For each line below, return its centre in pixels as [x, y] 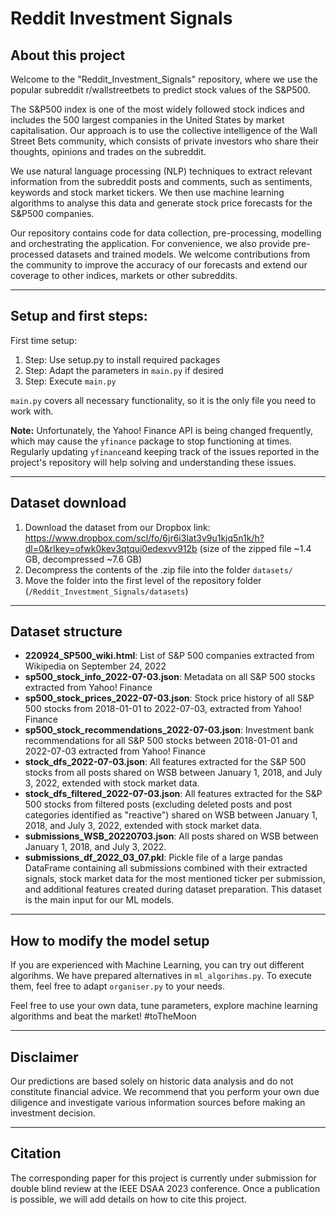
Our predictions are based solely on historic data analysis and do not [152, 1081]
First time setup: [44, 340]
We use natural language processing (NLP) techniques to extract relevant [161, 171]
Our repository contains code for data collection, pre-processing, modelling [166, 233]
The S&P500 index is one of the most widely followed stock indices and [157, 109]
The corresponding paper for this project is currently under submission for [163, 1178]
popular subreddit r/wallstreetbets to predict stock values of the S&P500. [160, 90]
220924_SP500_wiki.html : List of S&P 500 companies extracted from [169, 656]
